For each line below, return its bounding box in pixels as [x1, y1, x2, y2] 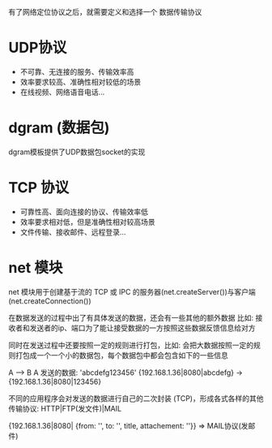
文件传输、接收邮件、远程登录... [19, 226, 126, 237]
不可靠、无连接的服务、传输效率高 [19, 67, 134, 76]
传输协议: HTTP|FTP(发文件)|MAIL [8, 403, 122, 413]
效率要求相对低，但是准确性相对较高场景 [19, 217, 155, 226]
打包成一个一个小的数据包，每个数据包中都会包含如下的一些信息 [15, 350, 228, 360]
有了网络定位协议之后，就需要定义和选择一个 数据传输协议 [8, 7, 202, 16]
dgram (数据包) [8, 118, 110, 137]
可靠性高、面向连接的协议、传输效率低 [19, 206, 148, 217]
